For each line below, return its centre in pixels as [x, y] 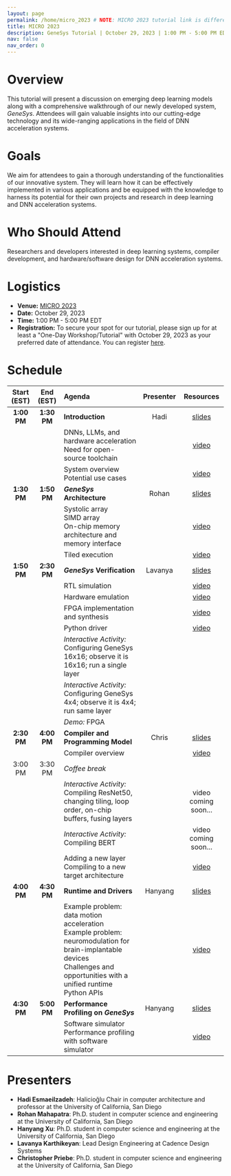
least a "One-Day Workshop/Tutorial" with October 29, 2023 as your [114, 335]
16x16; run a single [95, 665]
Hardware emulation [96, 597]
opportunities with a [96, 975]
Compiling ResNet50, [98, 793]
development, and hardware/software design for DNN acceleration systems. [115, 259]
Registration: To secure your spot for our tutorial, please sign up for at [117, 328]
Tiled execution [88, 555]
